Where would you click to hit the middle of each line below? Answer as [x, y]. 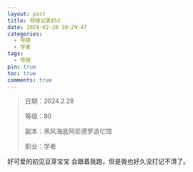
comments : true [30, 80]
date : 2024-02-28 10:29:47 [47, 27]
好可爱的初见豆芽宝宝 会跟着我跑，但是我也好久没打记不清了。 [98, 161]
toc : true [22, 73]
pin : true [22, 67]
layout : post [27, 14]
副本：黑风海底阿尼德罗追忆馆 [68, 131]
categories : [25, 34]
